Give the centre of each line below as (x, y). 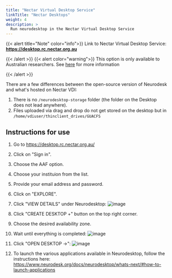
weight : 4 (16, 19)
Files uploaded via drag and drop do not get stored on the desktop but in (90, 111)
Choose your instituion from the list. (51, 174)
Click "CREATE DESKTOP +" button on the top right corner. (75, 213)
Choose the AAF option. (38, 164)
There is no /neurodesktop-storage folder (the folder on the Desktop (85, 100)
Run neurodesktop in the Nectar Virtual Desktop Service (72, 29)
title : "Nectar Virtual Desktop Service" (51, 10)
